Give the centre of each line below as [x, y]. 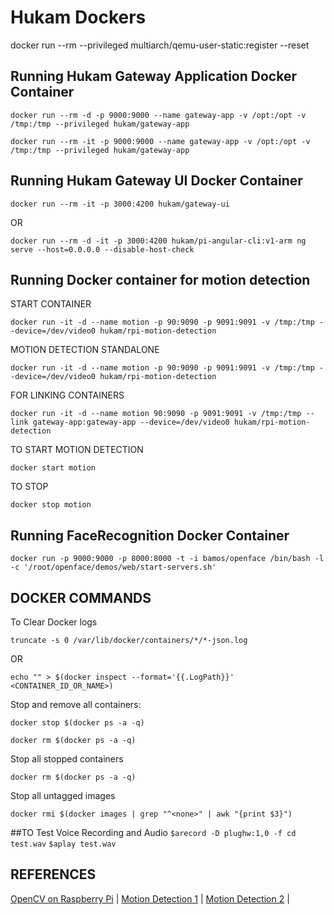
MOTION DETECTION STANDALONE [85, 350]
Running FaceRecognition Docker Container [150, 535]
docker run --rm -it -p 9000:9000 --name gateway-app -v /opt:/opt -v [160, 141]
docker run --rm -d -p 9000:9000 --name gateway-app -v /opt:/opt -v [158, 115]
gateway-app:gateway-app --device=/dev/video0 [131, 422]
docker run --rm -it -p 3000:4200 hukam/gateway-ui [120, 204]
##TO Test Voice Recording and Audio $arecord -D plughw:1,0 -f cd [153, 832]
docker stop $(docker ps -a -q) [77, 723]
